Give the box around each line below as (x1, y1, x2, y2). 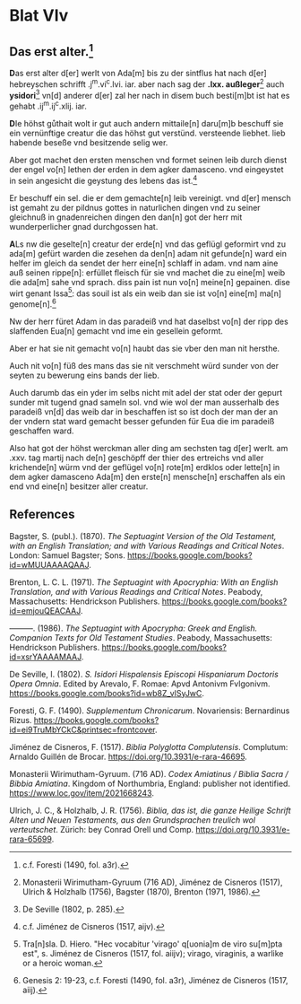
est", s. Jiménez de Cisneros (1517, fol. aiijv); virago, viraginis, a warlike (21, 947, 284, 958)
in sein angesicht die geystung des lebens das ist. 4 (9, 173, 198, 186)
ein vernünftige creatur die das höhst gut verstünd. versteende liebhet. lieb (9, 127, 286, 138)
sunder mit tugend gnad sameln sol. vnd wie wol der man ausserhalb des (9, 397, 279, 407)
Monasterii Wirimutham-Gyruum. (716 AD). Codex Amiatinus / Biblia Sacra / (9, 768, 288, 779)
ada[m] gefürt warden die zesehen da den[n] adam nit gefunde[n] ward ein (9, 248, 287, 258)
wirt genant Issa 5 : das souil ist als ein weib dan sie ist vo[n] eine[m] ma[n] (9, 286, 282, 299)
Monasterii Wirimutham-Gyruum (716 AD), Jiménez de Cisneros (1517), (21, 877, 284, 887)
